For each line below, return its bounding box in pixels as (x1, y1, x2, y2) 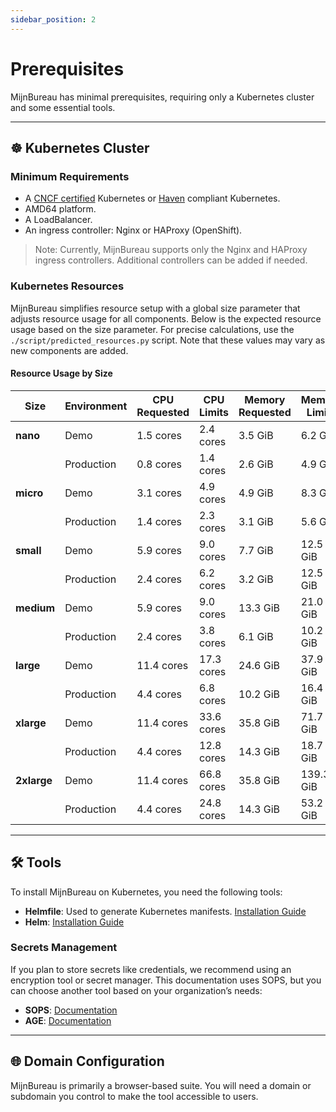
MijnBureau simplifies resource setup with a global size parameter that (10, 302, 301, 314)
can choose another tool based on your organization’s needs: (10, 984, 263, 996)
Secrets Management (10, 941, 118, 955)
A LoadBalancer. (24, 214, 93, 226)
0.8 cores (136, 457, 182, 471)
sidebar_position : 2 (10, 14, 97, 25)
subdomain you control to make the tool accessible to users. (10, 1090, 259, 1102)
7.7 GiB (238, 543, 274, 557)
